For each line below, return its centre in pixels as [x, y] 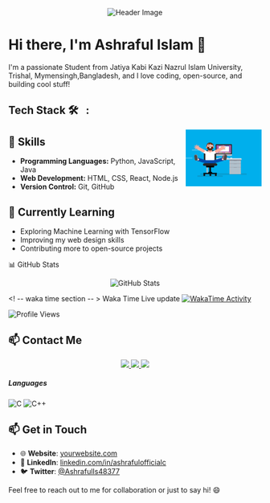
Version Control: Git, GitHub [67, 187]
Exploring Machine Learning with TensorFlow [95, 231]
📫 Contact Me [45, 340]
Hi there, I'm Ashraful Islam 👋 [107, 45]
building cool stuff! [39, 84]
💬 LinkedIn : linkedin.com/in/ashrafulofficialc [93, 462]
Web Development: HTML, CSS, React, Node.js [99, 178]
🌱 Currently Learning [61, 212]
